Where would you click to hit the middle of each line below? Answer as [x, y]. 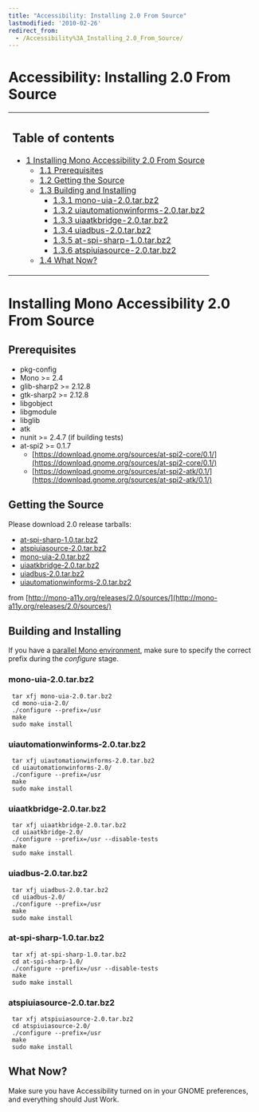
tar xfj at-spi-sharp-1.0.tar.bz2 [69, 955]
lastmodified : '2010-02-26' [55, 23]
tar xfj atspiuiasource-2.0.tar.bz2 [73, 1019]
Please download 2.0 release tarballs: [70, 524]
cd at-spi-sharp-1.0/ [47, 961]
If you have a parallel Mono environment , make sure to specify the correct [129, 650]
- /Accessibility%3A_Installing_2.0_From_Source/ [99, 38]
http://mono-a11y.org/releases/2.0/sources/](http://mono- [122, 597]
